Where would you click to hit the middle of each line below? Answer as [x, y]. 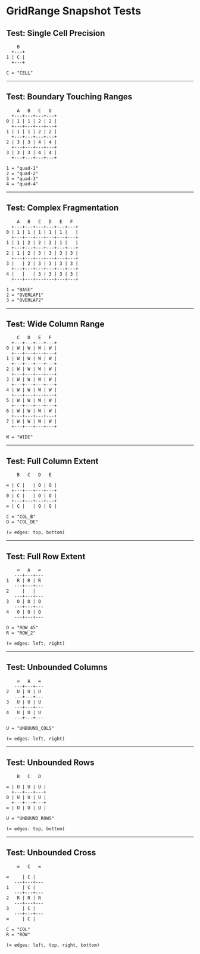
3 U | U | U [24, 702]
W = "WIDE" [20, 437]
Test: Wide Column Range [55, 324]
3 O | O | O [24, 602]
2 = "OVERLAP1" [25, 295]
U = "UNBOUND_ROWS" [30, 818]
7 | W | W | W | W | [32, 422]
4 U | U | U [24, 712]
